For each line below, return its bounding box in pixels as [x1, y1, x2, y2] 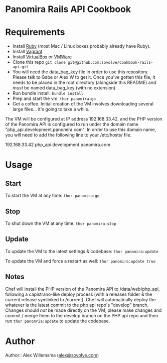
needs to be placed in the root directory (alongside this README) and [12, 79, 156, 86]
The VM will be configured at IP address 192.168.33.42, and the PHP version [5, 116, 162, 122]
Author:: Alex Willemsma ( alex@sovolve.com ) [5, 352, 99, 358]
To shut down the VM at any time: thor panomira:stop [5, 220, 116, 226]
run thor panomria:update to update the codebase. [5, 318, 110, 324]
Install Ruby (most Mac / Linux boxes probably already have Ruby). [12, 43, 151, 49]
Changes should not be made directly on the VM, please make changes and [5, 307, 162, 313]
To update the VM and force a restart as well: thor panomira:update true [5, 258, 156, 264]
